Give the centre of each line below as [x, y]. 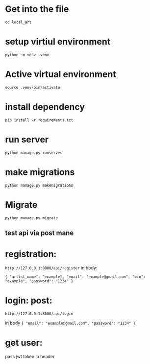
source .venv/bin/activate [33, 87]
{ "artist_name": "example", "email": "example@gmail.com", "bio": [75, 277]
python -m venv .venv [27, 55]
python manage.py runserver [34, 153]
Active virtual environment [61, 74]
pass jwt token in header [30, 356]
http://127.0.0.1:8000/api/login [39, 314]
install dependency [45, 107]
